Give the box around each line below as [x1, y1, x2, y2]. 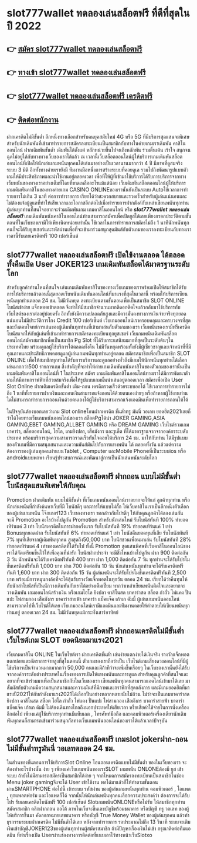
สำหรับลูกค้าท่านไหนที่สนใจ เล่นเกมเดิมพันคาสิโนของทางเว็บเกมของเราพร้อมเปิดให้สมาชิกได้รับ [6, 283, 187, 291]
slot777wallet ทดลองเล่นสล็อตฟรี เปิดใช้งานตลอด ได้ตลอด [6, 250, 185, 260]
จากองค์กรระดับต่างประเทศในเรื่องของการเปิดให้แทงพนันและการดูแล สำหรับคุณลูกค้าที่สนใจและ [6, 670, 189, 677]
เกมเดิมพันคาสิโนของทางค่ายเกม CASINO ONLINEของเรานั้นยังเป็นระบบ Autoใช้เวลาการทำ [6, 186, 189, 193]
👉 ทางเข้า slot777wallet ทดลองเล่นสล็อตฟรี [6, 67, 146, 77]
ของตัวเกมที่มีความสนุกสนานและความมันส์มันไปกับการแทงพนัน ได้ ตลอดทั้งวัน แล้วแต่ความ [6, 441, 181, 448]
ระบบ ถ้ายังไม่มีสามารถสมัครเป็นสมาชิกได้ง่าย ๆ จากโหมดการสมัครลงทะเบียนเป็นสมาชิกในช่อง [6, 772, 184, 779]
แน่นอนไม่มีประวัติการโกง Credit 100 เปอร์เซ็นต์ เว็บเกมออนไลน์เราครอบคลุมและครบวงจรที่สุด [6, 317, 191, 324]
